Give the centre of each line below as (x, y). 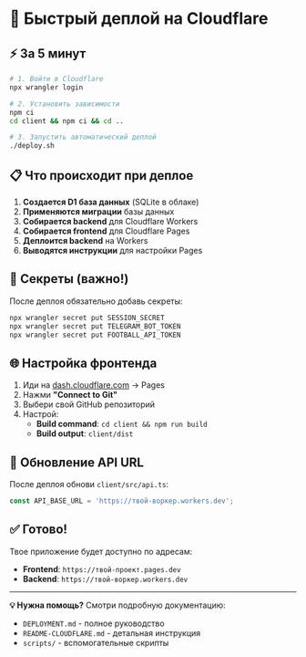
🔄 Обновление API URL (76, 462)
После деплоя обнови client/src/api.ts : (89, 484)
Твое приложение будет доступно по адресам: (101, 551)
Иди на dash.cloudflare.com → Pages (94, 385)
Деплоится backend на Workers (85, 240)
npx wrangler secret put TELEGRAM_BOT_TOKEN (95, 326)
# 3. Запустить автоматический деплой (83, 137)
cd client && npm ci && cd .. (67, 121)
